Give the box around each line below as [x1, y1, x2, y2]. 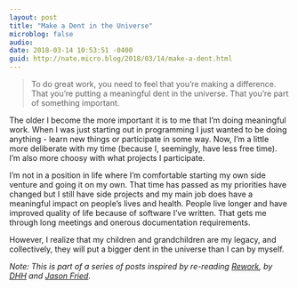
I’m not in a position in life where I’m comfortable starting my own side [9, 170, 267, 181]
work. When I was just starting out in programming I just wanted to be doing [9, 124, 287, 134]
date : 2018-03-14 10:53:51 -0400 [9, 46, 133, 55]
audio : [9, 37, 34, 47]
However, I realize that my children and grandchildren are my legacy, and [9, 235, 277, 245]
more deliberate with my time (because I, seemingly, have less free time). [9, 143, 278, 154]
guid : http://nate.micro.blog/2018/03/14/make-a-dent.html [9, 54, 233, 63]
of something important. [30, 98, 120, 108]
